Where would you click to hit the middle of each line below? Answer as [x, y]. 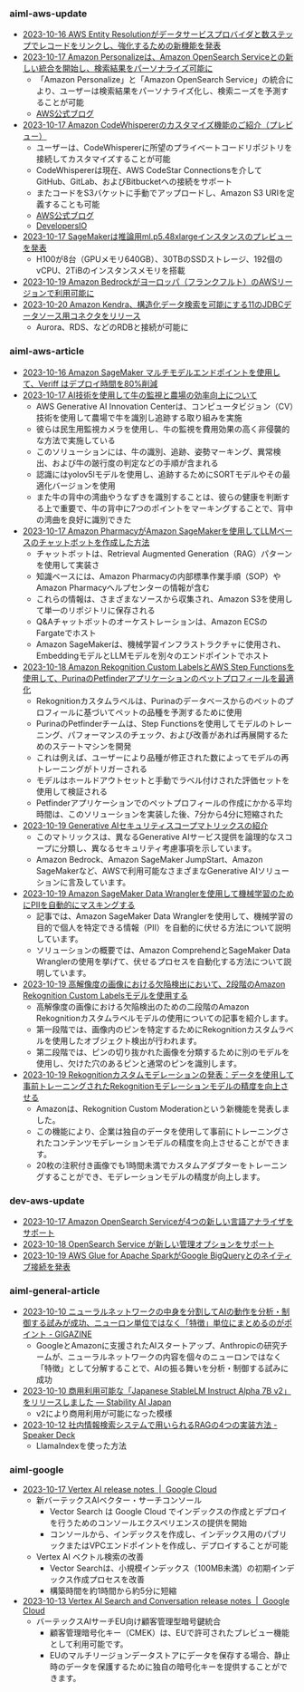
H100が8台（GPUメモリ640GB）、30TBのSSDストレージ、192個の [159, 259]
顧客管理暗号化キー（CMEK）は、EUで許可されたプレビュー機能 [169, 1633]
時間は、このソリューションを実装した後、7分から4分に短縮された [160, 814]
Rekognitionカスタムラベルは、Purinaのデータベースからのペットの [161, 701]
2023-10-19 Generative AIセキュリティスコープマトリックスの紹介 [145, 825]
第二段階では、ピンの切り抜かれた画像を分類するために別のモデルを [163, 1052]
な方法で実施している [76, 440]
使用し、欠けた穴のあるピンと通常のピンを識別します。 [139, 1063]
